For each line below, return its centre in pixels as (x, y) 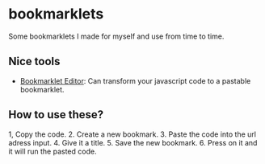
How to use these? (56, 115)
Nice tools (34, 61)
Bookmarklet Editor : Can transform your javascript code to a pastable (135, 80)
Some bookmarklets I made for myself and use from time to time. (116, 36)
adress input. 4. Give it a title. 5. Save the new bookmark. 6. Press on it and (133, 142)
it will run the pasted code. (53, 151)
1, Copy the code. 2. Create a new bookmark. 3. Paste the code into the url (132, 134)
